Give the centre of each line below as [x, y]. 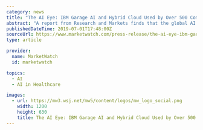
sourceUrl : [20, 34]
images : [16, 95]
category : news [25, 12]
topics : [16, 73]
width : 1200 [32, 106]
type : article [24, 40]
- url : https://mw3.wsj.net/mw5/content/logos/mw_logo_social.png [97, 101]
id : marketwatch [32, 62]
